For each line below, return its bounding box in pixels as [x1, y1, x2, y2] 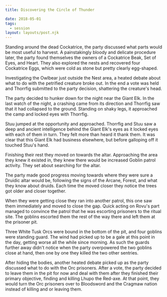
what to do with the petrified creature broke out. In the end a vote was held [5, 80, 159, 86]
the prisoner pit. [5, 219, 38, 225]
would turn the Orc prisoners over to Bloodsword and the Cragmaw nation [5, 281, 158, 287]
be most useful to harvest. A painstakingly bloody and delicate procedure [5, 49, 156, 55]
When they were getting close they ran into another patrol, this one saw [5, 198, 152, 204]
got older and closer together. [5, 188, 66, 194]
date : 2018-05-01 [5, 16, 41, 21]
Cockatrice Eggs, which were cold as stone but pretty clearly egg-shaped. [5, 65, 158, 71]
